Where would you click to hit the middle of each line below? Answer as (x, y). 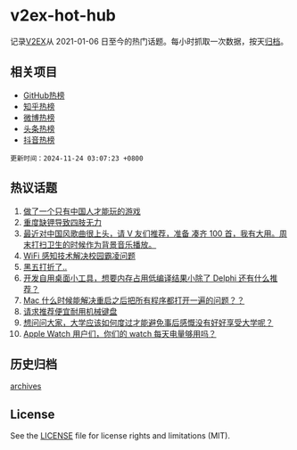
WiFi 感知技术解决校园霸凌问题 (79, 256)
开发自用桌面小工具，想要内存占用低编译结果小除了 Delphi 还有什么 (146, 278)
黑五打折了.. (45, 266)
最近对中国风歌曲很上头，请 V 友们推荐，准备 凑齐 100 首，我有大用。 (151, 233)
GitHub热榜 (44, 95)
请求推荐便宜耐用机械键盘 (70, 311)
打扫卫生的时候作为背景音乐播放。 (94, 244)
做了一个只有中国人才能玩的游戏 (82, 211)
